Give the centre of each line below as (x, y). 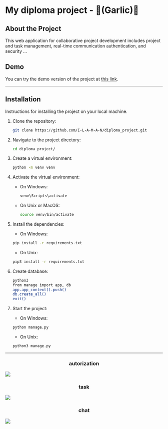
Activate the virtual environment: (46, 177)
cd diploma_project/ (34, 149)
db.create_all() (29, 294)
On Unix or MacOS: (40, 206)
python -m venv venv (34, 168)
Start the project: (30, 309)
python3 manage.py (31, 346)
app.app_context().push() (39, 290)
